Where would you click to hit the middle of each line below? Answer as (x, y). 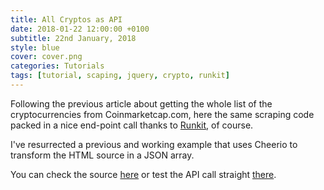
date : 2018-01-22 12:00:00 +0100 (80, 29)
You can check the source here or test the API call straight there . (143, 174)
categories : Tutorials (57, 66)
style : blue (35, 47)
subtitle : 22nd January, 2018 (73, 38)
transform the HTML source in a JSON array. (102, 155)
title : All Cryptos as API (66, 19)
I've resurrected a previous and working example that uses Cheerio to (154, 144)
